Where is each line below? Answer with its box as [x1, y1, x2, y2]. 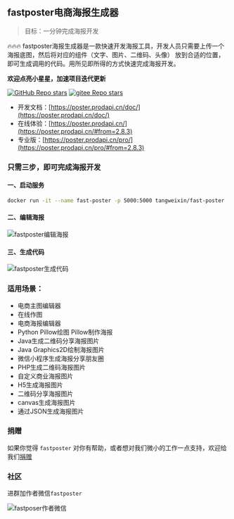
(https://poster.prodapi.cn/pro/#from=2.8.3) [17, 143, 145, 151]
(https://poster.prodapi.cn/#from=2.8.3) [17, 127, 133, 135]
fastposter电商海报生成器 [7, 6, 119, 19]
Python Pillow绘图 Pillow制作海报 [17, 327, 113, 336]
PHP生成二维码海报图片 [17, 363, 86, 371]
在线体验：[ [17, 119, 51, 127]
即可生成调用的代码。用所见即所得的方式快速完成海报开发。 [7, 59, 180, 68]
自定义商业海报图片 [17, 372, 74, 380]
